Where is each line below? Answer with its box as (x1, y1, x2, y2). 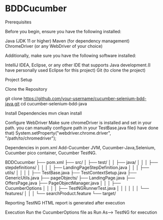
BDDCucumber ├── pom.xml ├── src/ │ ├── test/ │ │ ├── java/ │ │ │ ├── (5, 159, 158, 165)
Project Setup (5, 77, 33, 82)
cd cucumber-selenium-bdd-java (20, 100, 88, 106)
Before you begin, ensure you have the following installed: (5, 28, 122, 34)
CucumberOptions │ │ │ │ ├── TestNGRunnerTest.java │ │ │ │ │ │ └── (5, 185, 149, 191)
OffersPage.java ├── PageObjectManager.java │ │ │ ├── (5, 180, 121, 186)
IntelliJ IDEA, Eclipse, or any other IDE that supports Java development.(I (5, 62, 151, 68)
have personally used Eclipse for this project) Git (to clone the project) (5, 67, 146, 73)
